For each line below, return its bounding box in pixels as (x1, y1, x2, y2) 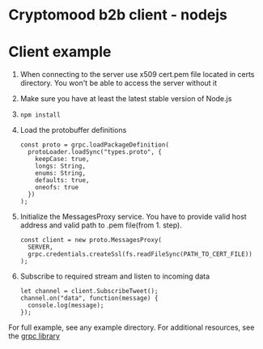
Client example (8, 43, 112, 62)
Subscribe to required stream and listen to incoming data (19, 271, 210, 281)
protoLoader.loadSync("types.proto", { (28, 148, 162, 156)
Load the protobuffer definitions (19, 126, 127, 135)
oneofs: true (35, 184, 79, 192)
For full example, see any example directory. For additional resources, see (8, 322, 255, 333)
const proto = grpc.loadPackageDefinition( (19, 141, 170, 149)
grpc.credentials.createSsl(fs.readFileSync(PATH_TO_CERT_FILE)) (28, 250, 252, 258)
